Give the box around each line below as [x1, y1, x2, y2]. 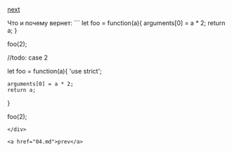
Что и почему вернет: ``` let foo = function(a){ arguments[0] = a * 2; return [7, 19, 226, 27]
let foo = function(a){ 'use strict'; [7, 67, 102, 75]
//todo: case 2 [7, 53, 48, 62]
